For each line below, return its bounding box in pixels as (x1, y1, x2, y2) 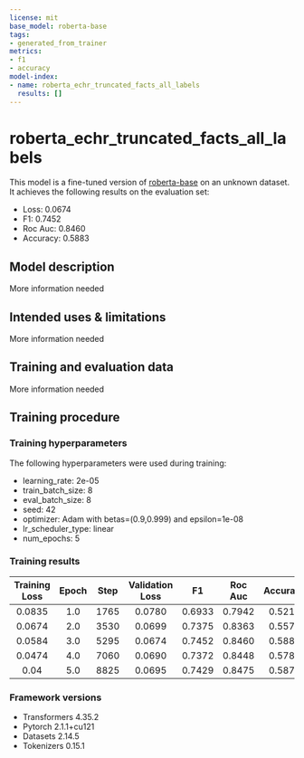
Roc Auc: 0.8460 (22, 223, 86, 234)
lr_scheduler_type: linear (22, 523, 115, 534)
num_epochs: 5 (22, 533, 81, 544)
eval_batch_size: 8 (22, 494, 92, 505)
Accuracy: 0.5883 (22, 232, 90, 244)
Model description (9, 259, 115, 274)
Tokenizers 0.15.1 (22, 741, 86, 752)
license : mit (9, 13, 59, 23)
